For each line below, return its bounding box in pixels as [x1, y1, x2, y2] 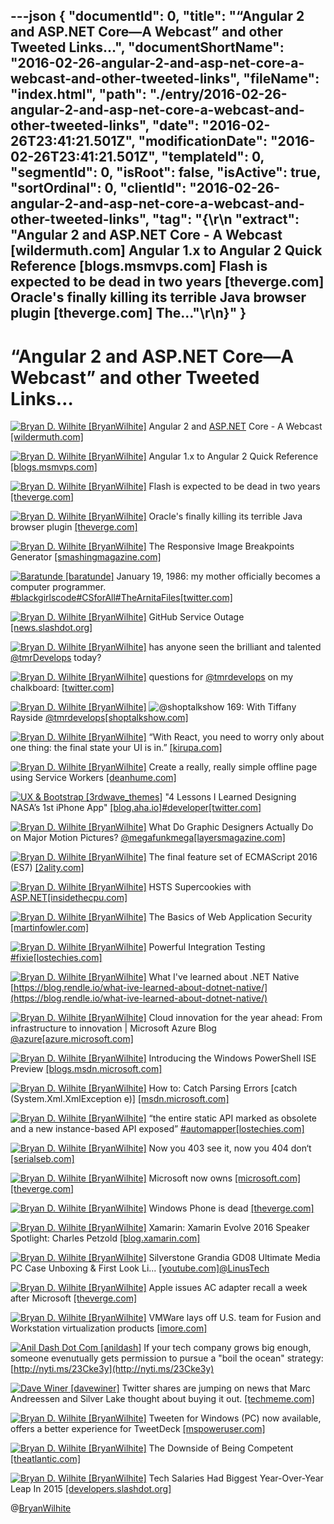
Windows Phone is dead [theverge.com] [148, 1202, 315, 1214]
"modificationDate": [138, 133, 268, 150]
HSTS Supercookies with [148, 881, 252, 893]
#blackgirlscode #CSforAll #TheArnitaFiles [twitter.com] [10, 592, 233, 604]
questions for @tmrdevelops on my [148, 671, 294, 683]
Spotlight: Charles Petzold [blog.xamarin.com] [10, 1232, 201, 1244]
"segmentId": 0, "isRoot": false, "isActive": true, [10, 164, 322, 181]
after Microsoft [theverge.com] [10, 1292, 138, 1304]
